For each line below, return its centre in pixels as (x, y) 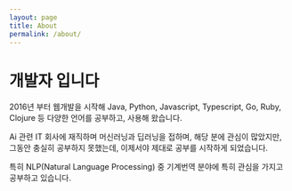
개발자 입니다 (54, 80)
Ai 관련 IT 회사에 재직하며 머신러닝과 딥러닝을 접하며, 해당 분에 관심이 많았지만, (146, 137)
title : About (33, 26)
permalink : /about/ (45, 34)
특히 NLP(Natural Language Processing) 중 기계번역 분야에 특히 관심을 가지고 (146, 167)
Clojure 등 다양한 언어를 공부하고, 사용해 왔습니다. (96, 118)
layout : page (33, 17)
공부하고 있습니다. (41, 178)
